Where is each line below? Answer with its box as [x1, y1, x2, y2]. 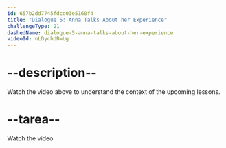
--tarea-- [7, 112, 60, 127]
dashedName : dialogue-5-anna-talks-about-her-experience [7, 29, 174, 36]
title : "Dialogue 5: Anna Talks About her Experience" [7, 16, 168, 23]
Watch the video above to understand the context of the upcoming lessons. [7, 88, 221, 96]
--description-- [7, 65, 98, 81]
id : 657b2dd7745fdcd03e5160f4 [7, 10, 94, 17]
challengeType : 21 [7, 23, 60, 29]
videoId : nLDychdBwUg [7, 36, 69, 42]
